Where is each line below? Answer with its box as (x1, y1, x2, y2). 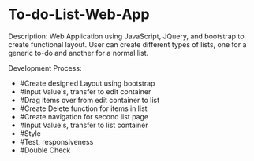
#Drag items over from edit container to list (19, 95, 160, 104)
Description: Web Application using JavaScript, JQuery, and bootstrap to (8, 31, 245, 41)
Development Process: (8, 63, 82, 72)
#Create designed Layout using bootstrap (19, 79, 155, 88)
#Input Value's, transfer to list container (19, 120, 148, 130)
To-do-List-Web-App (8, 5, 150, 24)
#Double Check (19, 145, 71, 155)
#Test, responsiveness (19, 137, 94, 146)
